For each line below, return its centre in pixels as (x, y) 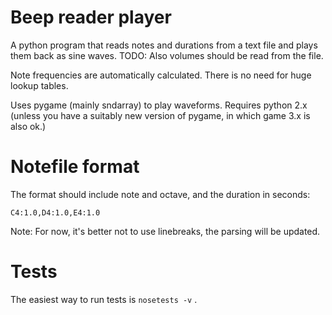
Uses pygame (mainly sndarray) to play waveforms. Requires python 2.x (159, 105)
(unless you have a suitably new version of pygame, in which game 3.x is (160, 115)
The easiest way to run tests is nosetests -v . (104, 299)
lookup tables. (39, 85)
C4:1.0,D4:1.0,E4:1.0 (55, 212)
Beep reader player (91, 17)
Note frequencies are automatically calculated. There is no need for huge (161, 75)
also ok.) (28, 126)
